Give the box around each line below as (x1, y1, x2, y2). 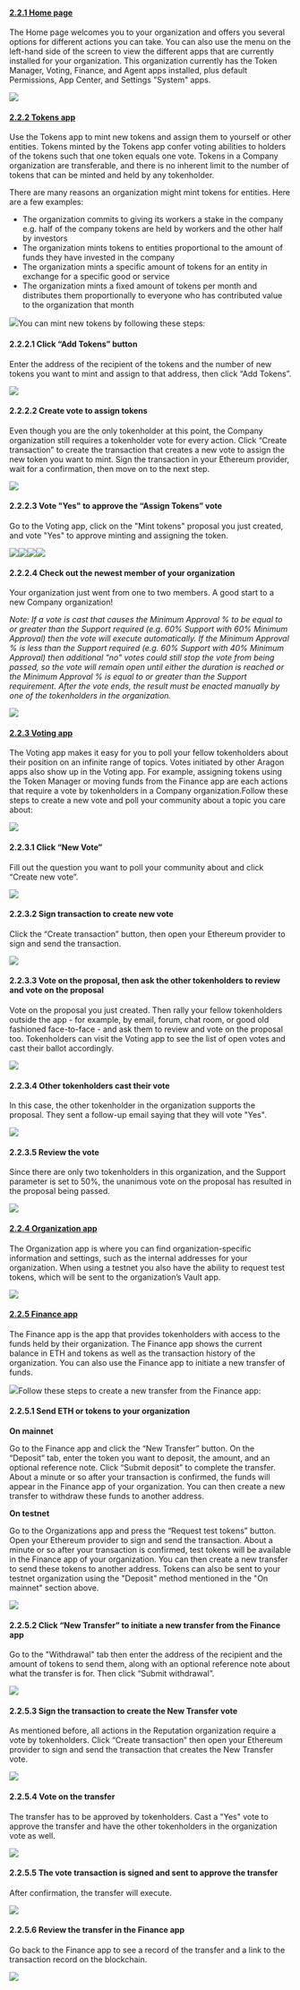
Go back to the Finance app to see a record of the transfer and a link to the (9, 1944, 286, 1956)
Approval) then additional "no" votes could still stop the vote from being (9, 652, 275, 663)
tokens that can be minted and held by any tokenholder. (9, 170, 215, 181)
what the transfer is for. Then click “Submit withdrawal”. (9, 1668, 215, 1679)
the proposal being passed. (9, 1186, 110, 1197)
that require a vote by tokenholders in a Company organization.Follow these (9, 785, 288, 796)
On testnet (9, 1508, 50, 1519)
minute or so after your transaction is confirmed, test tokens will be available (9, 1545, 291, 1556)
